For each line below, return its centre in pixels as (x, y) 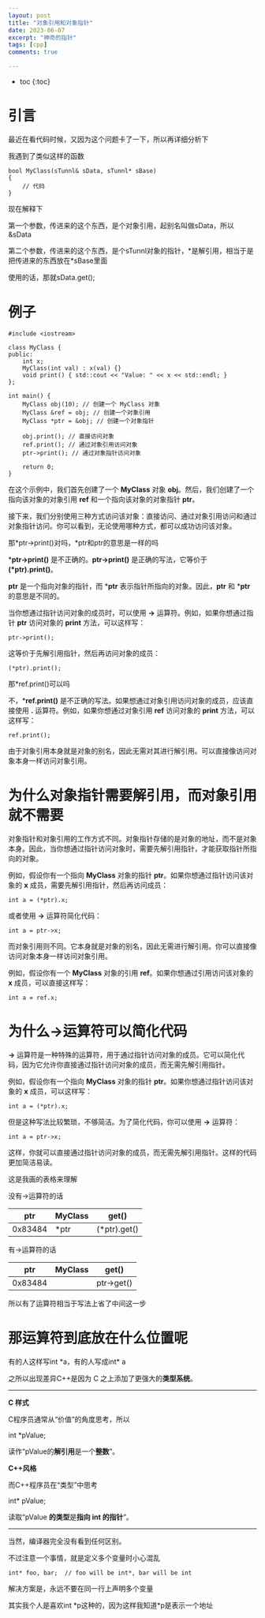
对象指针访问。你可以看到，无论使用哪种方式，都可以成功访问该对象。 (122, 526)
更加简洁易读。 (32, 1162)
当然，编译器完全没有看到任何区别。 (67, 1541)
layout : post (30, 15)
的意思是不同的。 (36, 596)
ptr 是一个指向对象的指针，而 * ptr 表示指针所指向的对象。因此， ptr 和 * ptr (129, 586)
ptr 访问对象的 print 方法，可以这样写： (81, 622)
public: (21, 354)
